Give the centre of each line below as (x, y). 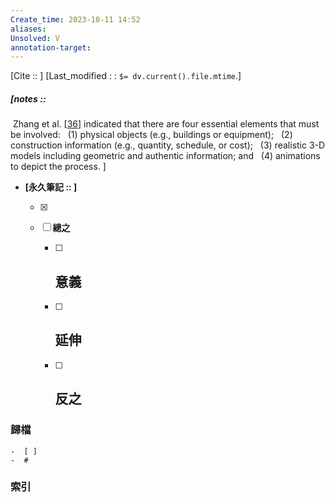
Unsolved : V (35, 38)
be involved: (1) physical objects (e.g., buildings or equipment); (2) (151, 135)
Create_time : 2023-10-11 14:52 (75, 19)
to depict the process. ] (58, 167)
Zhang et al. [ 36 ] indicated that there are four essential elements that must (166, 124)
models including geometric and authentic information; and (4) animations (165, 156)
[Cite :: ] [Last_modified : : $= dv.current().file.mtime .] (126, 76)
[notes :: (28, 98)
